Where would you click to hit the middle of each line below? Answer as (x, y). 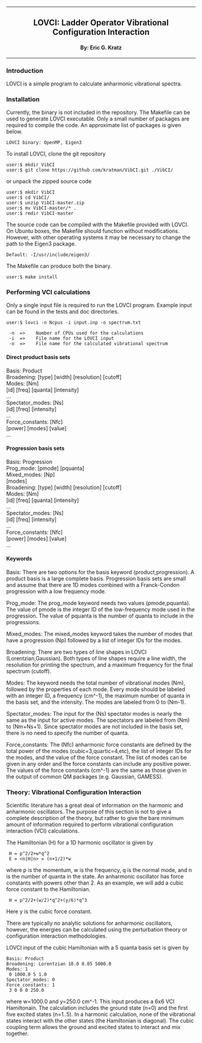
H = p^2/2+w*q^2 (29, 854)
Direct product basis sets (38, 357)
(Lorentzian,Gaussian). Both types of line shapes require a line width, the (96, 659)
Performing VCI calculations (48, 292)
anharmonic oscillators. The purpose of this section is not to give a (89, 812)
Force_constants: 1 (31, 985)
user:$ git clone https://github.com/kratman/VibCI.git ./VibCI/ (90, 170)
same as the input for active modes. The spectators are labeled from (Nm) (98, 720)
